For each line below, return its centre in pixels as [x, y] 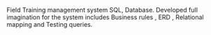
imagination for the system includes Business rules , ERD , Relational [105, 17]
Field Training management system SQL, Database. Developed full [102, 10]
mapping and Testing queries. [49, 24]
